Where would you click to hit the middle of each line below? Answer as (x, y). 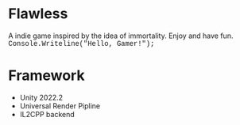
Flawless (38, 14)
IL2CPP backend (47, 114)
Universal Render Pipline (60, 106)
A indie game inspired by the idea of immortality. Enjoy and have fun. (121, 36)
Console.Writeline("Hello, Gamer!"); (81, 44)
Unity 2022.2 (41, 97)
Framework (46, 76)
